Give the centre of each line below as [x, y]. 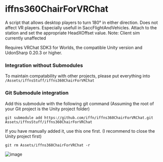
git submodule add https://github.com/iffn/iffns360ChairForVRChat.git [79, 118]
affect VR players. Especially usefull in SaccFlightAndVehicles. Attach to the [81, 27]
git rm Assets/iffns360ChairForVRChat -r [48, 145]
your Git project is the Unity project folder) [47, 109]
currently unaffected [26, 38]
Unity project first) [23, 136]
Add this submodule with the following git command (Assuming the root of [80, 103]
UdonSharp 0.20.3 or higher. [34, 53]
